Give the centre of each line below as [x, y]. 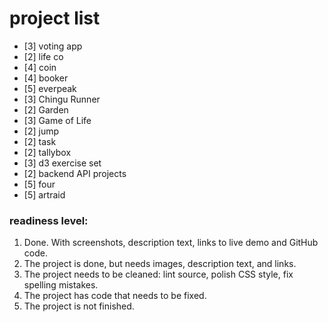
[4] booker [46, 78]
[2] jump [41, 131]
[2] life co [43, 56]
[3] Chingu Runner [62, 99]
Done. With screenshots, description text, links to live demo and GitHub [171, 243]
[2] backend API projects [75, 173]
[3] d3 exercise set [62, 163]
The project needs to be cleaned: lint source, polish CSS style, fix [158, 274]
